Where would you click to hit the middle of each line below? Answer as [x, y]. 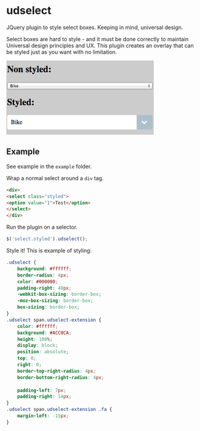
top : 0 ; [27, 358]
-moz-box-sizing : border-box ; [55, 301]
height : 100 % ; [35, 339]
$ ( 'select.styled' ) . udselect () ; [47, 239]
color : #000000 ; [38, 282]
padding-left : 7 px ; [42, 390]
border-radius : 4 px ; [43, 275]
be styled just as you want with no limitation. [62, 52]
